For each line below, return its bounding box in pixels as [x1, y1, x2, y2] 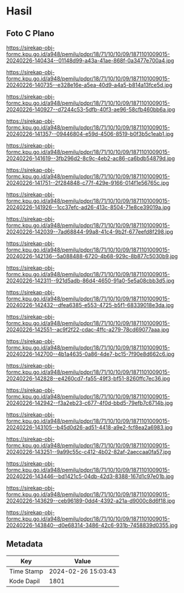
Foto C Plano [6, 28, 55, 39]
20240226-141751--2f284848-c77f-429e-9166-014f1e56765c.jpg [6, 179, 170, 186]
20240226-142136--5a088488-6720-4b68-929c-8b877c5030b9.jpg [6, 253, 178, 259]
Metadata [6, 539, 43, 549]
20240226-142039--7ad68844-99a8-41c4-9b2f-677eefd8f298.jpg [6, 228, 174, 235]
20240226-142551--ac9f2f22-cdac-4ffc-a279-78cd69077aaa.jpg [6, 326, 170, 333]
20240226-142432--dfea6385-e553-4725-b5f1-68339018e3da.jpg [6, 302, 174, 308]
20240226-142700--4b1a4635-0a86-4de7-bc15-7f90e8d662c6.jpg [6, 350, 175, 358]
